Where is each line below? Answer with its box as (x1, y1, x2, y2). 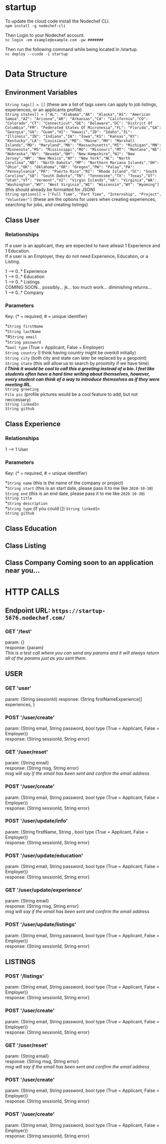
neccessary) (5, 396, 31, 402)
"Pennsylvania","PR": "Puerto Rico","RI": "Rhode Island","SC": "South (5, 169, 157, 174)
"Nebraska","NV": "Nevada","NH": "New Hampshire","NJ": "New (5, 151, 135, 156)
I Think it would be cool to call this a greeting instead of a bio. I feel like (5, 365, 155, 372)
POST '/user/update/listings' (5, 921, 76, 928)
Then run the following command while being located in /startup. (5, 46, 138, 52)
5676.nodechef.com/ (5, 614, 66, 621)
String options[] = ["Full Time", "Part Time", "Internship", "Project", (5, 192, 162, 197)
